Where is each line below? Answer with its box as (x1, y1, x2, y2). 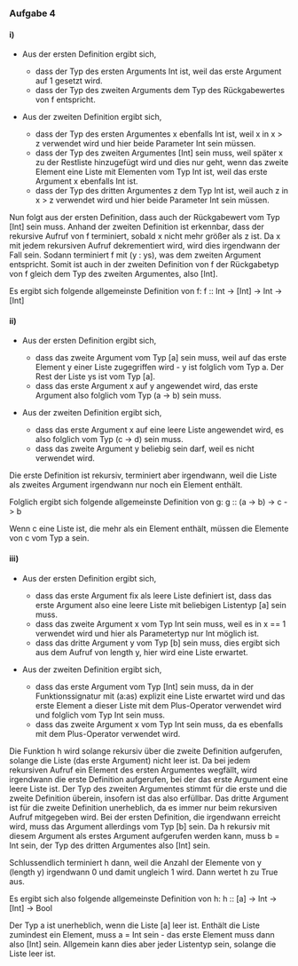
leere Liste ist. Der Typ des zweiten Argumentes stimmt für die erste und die (9, 783, 287, 794)
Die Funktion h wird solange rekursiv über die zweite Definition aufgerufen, (9, 745, 283, 756)
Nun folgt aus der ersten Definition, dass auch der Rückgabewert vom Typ (9, 212, 281, 223)
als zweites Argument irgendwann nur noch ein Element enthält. (9, 479, 243, 490)
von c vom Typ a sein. (9, 533, 90, 543)
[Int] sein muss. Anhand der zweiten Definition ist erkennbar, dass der (9, 221, 264, 233)
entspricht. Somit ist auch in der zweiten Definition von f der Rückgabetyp (9, 259, 279, 270)
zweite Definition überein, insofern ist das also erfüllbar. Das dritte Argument (9, 793, 289, 804)
